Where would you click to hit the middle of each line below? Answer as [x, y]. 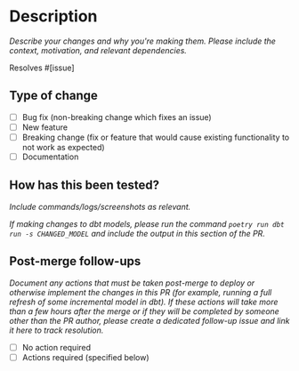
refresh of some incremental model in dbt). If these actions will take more [144, 302]
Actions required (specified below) [85, 357]
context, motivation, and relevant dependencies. [98, 50]
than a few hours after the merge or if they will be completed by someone [145, 311]
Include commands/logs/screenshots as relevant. [100, 206]
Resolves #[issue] [42, 68]
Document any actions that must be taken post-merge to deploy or [132, 283]
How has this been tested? [85, 185]
